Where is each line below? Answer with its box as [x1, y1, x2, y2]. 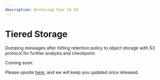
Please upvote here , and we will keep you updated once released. [5, 69, 139, 75]
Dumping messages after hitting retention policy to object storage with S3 [5, 45, 155, 51]
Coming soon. [5, 60, 34, 66]
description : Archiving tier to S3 [5, 7, 79, 12]
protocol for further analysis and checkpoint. [5, 50, 96, 56]
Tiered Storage [5, 28, 68, 40]
